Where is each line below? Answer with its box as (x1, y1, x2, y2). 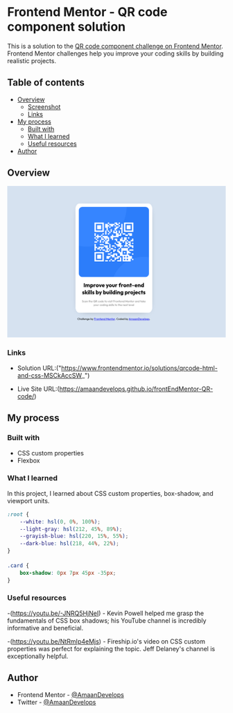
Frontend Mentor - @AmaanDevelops (17, 690, 125, 698)
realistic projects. (7, 56, 57, 65)
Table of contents (7, 77, 85, 89)
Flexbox (17, 456, 40, 464)
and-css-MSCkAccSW (17, 371, 83, 379)
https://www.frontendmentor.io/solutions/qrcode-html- (61, 364, 218, 372)
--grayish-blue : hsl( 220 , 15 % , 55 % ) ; (19, 532, 129, 540)
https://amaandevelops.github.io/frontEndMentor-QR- (59, 385, 214, 393)
